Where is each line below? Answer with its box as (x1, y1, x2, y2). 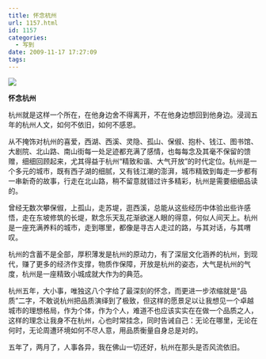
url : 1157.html (8, 19, 59, 27)
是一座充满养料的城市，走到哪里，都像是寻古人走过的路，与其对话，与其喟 (8, 222, 251, 232)
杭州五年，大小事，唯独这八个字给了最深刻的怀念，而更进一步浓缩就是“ (8, 285, 241, 295)
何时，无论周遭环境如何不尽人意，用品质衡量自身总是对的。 (8, 325, 203, 334)
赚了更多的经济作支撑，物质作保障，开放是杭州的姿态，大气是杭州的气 (21, 259, 251, 269)
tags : (8, 56, 26, 64)
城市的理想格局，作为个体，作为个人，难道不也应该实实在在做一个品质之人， (8, 305, 258, 315)
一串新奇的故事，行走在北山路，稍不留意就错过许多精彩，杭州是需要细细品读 (8, 176, 258, 186)
